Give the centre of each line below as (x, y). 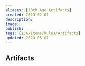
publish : (15, 29)
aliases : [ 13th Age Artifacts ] (38, 10)
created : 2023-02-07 (27, 15)
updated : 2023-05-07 (27, 38)
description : (19, 19)
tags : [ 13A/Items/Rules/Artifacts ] (43, 33)
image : (12, 24)
